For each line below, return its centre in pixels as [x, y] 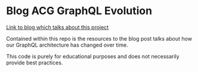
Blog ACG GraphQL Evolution [79, 11]
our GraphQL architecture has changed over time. [67, 45]
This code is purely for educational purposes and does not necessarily [93, 56]
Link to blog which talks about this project [58, 27]
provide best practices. [35, 63]
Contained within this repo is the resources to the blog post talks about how [99, 38]
